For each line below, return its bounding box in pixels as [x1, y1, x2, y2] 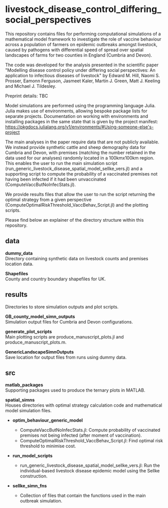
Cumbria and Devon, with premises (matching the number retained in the [5, 149, 156, 155]
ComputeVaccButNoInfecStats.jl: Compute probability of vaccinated [20, 427, 160, 433]
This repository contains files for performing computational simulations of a [5, 31, 161, 37]
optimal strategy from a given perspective [5, 197, 92, 203]
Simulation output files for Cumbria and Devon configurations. [5, 318, 133, 324]
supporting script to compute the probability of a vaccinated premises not [5, 171, 158, 177]
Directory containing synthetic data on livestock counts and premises [5, 255, 148, 261]
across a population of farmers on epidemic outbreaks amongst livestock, [5, 41, 158, 47]
